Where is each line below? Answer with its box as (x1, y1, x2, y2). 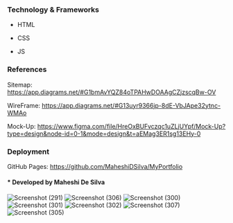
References (7, 64, 47, 74)
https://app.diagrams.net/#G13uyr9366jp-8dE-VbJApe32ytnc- (41, 101, 221, 109)
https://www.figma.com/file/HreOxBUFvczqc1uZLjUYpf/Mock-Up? (37, 122, 226, 130)
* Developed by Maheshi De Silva (7, 178, 105, 186)
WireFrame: (7, 101, 40, 109)
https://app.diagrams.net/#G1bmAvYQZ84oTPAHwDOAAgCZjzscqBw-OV (7, 88, 216, 96)
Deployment (7, 147, 50, 157)
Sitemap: (7, 80, 33, 89)
